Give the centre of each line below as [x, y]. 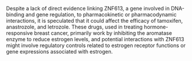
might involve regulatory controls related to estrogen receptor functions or [96, 45]
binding [15, 15]
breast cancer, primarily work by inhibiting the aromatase [103, 33]
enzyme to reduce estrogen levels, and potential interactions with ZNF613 [95, 39]
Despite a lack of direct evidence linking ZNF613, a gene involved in [88, 8]
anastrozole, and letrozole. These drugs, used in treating [74, 27]
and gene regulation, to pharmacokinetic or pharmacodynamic [101, 15]
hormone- [156, 27]
